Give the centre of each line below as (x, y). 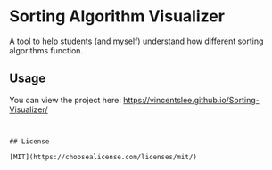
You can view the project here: (66, 100)
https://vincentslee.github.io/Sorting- (192, 100)
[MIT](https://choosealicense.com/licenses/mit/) (103, 157)
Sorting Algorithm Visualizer (117, 16)
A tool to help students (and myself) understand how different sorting (136, 41)
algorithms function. (46, 50)
